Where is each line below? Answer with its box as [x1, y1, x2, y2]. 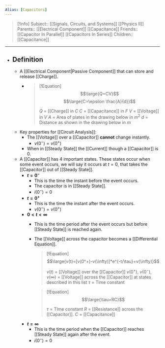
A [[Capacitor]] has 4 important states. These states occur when [19, 156, 151, 162]
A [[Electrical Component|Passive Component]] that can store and [19, 69, 154, 74]
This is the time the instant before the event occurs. [34, 178, 139, 184]
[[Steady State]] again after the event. [34, 331, 111, 338]
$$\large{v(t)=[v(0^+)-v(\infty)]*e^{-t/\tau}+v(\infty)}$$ [47, 258, 160, 264]
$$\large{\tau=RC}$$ [82, 297, 125, 303]
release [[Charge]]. [19, 73, 58, 79]
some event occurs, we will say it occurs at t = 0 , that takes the [19, 161, 148, 167]
